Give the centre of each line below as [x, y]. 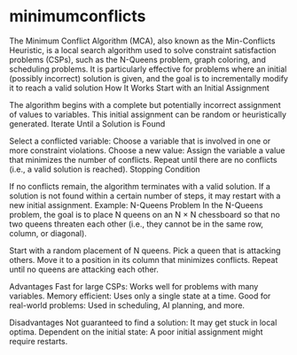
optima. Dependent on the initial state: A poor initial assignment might [136, 332]
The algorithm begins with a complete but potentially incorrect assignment [145, 104]
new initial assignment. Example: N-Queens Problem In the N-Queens [136, 205]
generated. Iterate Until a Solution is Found [87, 123]
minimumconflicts [78, 16]
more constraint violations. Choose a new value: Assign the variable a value [147, 150]
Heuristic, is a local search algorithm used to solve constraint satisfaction [143, 50]
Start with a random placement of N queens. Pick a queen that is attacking [145, 251]
